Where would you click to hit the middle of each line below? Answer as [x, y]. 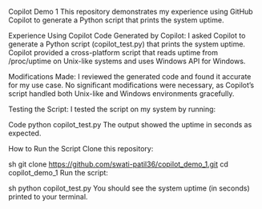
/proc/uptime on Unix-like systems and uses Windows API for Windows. [127, 61]
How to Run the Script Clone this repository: [81, 149]
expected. [25, 133]
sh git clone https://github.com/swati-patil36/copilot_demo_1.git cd [118, 164]
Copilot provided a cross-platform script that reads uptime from [113, 52]
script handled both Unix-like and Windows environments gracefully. [121, 94]
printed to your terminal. [48, 197]
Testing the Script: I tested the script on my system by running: [112, 109]
